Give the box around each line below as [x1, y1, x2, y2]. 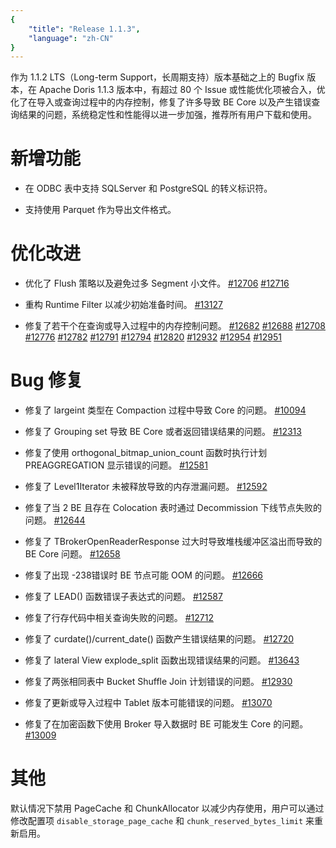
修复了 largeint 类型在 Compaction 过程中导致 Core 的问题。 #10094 [24, 404, 307, 416]
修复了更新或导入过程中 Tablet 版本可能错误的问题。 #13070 [24, 697, 273, 709]
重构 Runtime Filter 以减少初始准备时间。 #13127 [24, 299, 224, 311]
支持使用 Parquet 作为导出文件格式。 [24, 204, 177, 216]
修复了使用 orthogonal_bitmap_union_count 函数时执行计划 [24, 447, 268, 459]
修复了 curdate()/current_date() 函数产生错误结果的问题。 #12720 [24, 633, 295, 645]
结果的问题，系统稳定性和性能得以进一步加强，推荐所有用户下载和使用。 [18, 109, 317, 121]
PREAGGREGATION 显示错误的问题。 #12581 [24, 459, 208, 471]
